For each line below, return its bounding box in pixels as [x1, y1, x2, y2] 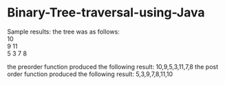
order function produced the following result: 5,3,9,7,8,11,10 [7, 70, 173, 78]
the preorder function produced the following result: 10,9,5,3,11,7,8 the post [7, 62, 219, 71]
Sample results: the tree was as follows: [7, 27, 120, 36]
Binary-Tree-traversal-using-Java [7, 5, 205, 21]
